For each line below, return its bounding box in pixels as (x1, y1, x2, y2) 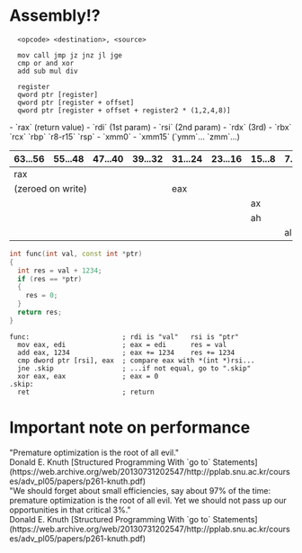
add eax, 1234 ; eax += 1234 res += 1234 (17, 348, 235, 357)
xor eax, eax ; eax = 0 (17, 371, 159, 380)
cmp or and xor (17, 58, 75, 67)
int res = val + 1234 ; (17, 266, 102, 275)
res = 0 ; (25, 291, 58, 300)
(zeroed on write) (13, 182, 88, 194)
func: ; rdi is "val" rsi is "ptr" (9, 332, 240, 342)
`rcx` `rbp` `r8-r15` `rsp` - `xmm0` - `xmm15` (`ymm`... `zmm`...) (9, 131, 241, 142)
